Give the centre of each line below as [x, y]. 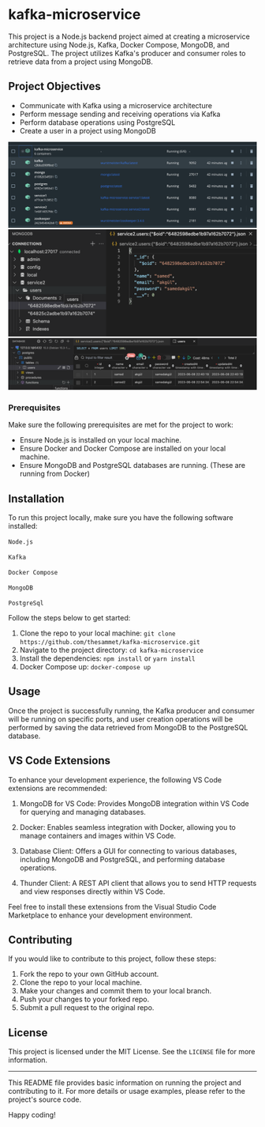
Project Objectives [54, 87]
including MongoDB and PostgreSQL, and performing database [122, 859]
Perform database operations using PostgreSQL [97, 122]
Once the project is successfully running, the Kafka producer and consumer [131, 710]
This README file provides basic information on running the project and [125, 1083]
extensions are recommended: [58, 788]
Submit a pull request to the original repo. [87, 1008]
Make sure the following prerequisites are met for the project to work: [121, 425]
